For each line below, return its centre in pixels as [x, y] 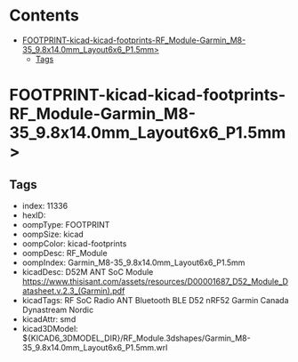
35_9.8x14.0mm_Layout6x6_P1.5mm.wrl [95, 347]
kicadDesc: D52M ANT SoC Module [88, 271]
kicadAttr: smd [49, 319]
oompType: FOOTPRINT [66, 224]
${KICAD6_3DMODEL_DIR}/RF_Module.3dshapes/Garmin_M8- [136, 338]
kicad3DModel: [50, 328]
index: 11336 [45, 205]
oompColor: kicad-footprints [74, 243]
